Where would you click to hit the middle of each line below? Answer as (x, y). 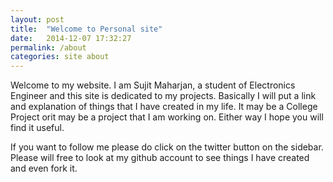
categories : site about (60, 57)
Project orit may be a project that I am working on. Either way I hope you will (167, 117)
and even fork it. (44, 168)
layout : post (37, 19)
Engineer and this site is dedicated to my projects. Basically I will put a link (163, 96)
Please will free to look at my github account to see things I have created (160, 158)
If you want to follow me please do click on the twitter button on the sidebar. (167, 147)
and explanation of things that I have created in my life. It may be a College (164, 107)
